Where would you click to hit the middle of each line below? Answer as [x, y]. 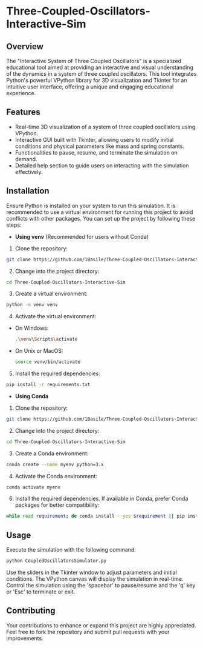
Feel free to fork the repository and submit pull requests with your [88, 632]
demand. [26, 159]
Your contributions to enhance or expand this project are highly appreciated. [101, 625]
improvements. [25, 638]
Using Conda [32, 396]
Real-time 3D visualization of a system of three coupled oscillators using [105, 127]
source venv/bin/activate [47, 362]
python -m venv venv [32, 305]
